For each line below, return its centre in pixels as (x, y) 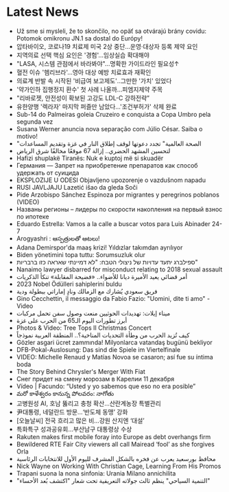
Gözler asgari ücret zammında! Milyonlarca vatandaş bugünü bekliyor (114, 342)
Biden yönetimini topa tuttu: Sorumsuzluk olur (81, 254)
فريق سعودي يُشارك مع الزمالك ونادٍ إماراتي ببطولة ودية (87, 291)
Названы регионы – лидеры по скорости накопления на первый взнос (119, 209)
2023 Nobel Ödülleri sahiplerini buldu (69, 284)
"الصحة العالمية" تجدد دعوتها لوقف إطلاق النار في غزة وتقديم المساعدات (109, 143)
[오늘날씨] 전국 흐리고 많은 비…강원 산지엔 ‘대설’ (80, 421)
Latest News (43, 12)
